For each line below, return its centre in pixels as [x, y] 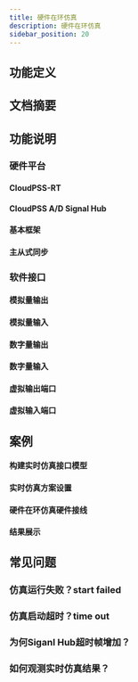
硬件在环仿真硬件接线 [48, 510]
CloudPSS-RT [35, 188]
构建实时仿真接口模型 [48, 465]
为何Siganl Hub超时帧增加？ [70, 643]
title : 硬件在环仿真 [43, 17]
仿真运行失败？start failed [65, 590]
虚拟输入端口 [32, 410]
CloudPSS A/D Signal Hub [58, 208]
